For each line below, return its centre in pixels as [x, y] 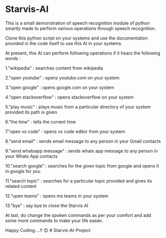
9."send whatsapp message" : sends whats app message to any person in [81, 150]
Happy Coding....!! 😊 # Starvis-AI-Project [48, 230]
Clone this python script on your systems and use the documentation [76, 38]
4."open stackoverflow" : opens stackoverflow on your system [69, 97]
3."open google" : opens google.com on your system [60, 87]
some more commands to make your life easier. [54, 220]
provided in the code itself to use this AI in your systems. [64, 43]
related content [21, 186]
